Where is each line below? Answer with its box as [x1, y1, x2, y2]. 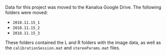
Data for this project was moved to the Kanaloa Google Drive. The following [5, 4, 161, 10]
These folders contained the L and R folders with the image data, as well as [5, 39, 161, 45]
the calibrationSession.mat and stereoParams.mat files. [5, 45, 121, 50]
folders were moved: [5, 9, 48, 15]
